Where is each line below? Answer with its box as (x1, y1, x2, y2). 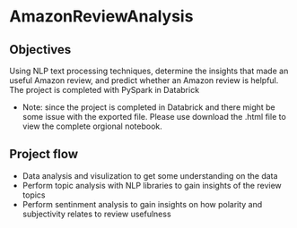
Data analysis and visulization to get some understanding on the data (22, 170, 278, 181)
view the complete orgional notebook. (22, 121, 163, 131)
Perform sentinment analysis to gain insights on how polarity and (22, 198, 263, 209)
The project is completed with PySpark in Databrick (9, 85, 200, 95)
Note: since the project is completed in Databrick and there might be (22, 102, 275, 113)
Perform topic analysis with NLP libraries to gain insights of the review (22, 180, 283, 190)
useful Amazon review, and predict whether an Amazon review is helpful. (9, 75, 279, 86)
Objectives (9, 42, 72, 57)
